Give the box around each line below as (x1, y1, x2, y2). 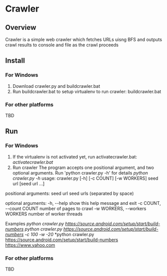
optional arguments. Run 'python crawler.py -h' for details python (12, 170, 148, 176)
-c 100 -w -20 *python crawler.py (25, 231, 95, 237)
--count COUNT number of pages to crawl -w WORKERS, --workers (5, 205, 147, 211)
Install (5, 57, 25, 65)
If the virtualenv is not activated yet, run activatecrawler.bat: (12, 153, 137, 159)
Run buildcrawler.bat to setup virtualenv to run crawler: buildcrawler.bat (12, 88, 161, 94)
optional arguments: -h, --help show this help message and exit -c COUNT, (5, 200, 161, 206)
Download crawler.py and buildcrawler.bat (12, 83, 101, 89)
